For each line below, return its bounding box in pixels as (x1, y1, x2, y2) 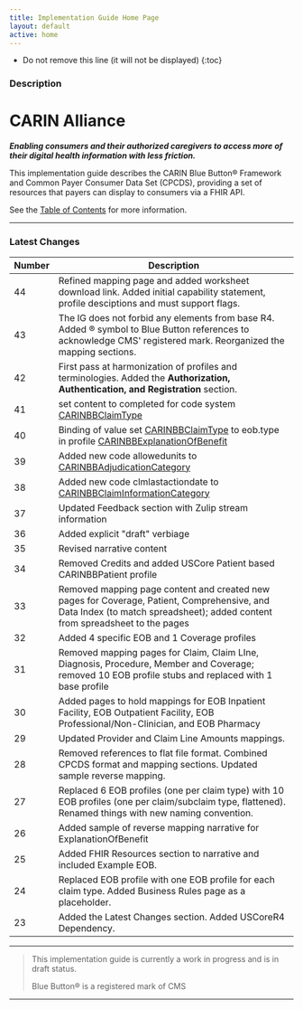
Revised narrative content (58, 542, 168, 554)
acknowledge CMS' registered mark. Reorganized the (58, 334, 285, 346)
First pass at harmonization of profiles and (58, 360, 237, 372)
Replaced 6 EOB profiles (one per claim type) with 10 (58, 784, 285, 797)
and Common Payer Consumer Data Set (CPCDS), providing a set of (9, 177, 263, 188)
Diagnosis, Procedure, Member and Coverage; (58, 657, 254, 670)
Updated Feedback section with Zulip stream (58, 501, 248, 514)
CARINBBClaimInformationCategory (58, 486, 210, 499)
